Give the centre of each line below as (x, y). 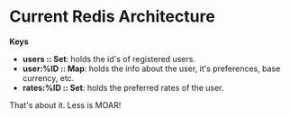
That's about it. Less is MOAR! (65, 104)
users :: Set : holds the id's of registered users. (109, 59)
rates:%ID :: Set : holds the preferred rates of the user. (123, 87)
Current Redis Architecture (113, 17)
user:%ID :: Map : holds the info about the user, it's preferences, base (151, 68)
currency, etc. (48, 77)
